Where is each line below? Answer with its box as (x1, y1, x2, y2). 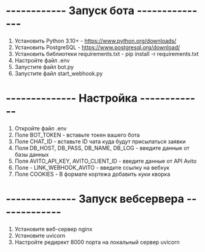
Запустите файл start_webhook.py (14, 69, 103, 77)
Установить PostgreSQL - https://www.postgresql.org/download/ (14, 44, 180, 51)
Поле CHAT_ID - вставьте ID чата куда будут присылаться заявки (14, 138, 186, 145)
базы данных (14, 151, 50, 158)
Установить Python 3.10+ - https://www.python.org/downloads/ (14, 37, 177, 44)
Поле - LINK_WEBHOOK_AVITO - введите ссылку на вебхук (14, 163, 170, 171)
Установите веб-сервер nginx (14, 225, 93, 232)
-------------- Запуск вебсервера (6, 192, 185, 206)
